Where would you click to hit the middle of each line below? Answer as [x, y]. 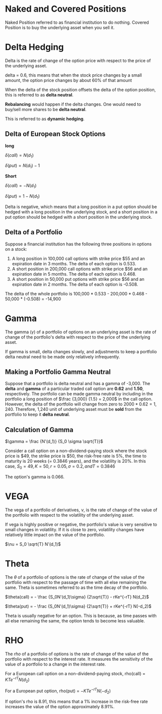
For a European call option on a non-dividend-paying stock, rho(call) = [75, 673]
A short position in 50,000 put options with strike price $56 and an [78, 279]
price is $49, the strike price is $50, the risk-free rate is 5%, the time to [76, 456]
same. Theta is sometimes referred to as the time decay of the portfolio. [77, 587]
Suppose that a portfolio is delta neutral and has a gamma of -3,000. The [78, 384]
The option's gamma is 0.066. [35, 477]
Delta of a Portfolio [34, 232]
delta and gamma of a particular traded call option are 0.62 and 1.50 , [74, 389]
